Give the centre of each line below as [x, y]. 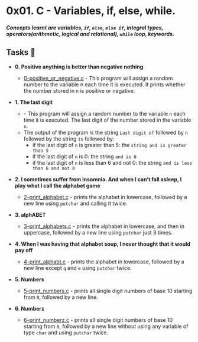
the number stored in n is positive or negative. [79, 90]
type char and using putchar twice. [66, 333]
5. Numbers [29, 279]
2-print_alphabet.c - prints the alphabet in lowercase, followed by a [105, 197]
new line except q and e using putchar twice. [77, 268]
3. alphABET [30, 214]
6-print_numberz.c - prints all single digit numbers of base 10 [98, 320]
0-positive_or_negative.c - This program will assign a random [98, 78]
